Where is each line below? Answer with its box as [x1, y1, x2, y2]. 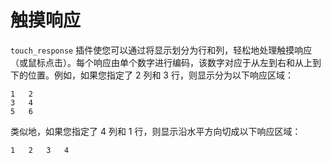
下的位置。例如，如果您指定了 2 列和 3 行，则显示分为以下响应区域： [10, 69, 294, 81]
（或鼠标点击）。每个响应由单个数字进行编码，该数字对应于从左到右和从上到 [10, 56, 322, 68]
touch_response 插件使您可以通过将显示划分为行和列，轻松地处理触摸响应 [10, 44, 313, 56]
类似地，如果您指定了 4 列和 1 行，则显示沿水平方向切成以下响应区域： [10, 125, 302, 137]
